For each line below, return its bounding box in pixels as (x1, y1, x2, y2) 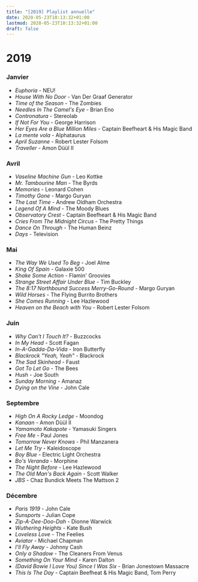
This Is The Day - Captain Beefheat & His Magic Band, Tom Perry (14, 569, 176, 577)
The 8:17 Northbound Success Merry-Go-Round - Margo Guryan (14, 285, 175, 292)
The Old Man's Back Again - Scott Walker (14, 470, 119, 477)
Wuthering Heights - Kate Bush (14, 524, 92, 531)
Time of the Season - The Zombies (14, 99, 102, 107)
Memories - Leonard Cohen (14, 186, 84, 193)
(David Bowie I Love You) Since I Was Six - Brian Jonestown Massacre (14, 563, 190, 570)
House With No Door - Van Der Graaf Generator (14, 93, 133, 100)
